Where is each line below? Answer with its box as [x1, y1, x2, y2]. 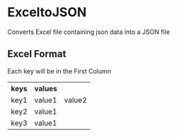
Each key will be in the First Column [7, 66, 112, 75]
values [34, 83, 58, 93]
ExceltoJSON [7, 4, 87, 20]
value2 [64, 95, 87, 105]
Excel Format [7, 48, 67, 60]
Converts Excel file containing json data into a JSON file [7, 28, 170, 36]
